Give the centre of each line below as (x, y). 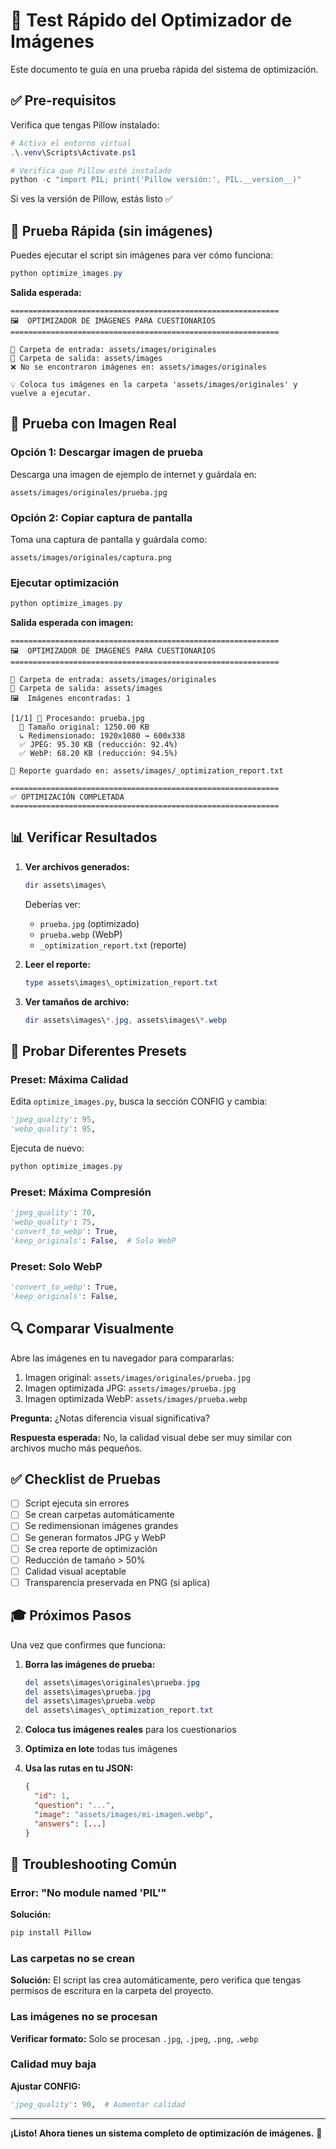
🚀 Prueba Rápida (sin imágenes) (111, 230)
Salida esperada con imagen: (72, 623)
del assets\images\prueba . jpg (88, 1692)
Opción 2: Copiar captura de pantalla (101, 517)
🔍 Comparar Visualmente (92, 1329)
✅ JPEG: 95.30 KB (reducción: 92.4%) (98, 745)
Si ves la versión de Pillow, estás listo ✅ (91, 199)
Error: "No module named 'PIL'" (88, 1892)
